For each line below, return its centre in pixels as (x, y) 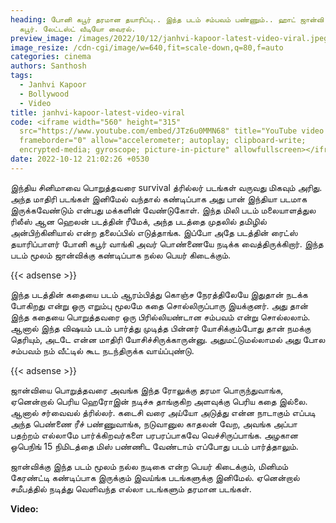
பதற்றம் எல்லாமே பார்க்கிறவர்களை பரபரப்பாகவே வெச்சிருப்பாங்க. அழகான (154, 435)
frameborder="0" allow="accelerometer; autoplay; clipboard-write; (163, 141)
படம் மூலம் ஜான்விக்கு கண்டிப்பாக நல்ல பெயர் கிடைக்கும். (121, 255)
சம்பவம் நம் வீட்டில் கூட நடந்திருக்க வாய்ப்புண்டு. (102, 350)
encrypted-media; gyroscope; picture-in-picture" (124, 150)
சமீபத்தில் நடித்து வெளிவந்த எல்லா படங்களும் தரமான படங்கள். (131, 488)
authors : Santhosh (48, 66)
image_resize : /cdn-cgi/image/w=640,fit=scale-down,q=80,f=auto (147, 47)
